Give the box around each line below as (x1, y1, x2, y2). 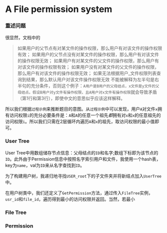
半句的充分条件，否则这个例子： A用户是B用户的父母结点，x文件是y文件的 (17, 83, 156, 89)
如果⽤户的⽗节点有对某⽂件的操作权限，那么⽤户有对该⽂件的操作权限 (17, 45, 162, 51)
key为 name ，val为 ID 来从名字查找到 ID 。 (5, 162, 85, 168)
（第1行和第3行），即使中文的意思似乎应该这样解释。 (17, 95, 125, 101)
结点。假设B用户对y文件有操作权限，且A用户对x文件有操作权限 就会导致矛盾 (21, 89, 157, 95)
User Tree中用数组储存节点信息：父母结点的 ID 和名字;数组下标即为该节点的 (5, 149, 158, 156)
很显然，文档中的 (5, 35, 40, 41)
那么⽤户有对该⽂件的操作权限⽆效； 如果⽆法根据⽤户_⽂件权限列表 (17, 70, 157, 76)
